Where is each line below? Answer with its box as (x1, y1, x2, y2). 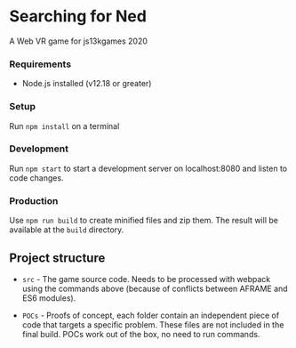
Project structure (9, 250, 106, 265)
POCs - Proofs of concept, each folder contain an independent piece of (21, 310, 280, 320)
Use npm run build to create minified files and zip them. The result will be (9, 215, 278, 226)
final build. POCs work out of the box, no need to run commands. (21, 328, 260, 339)
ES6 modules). (21, 292, 76, 303)
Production (9, 194, 59, 206)
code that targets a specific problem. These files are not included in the (21, 319, 284, 330)
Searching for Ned (9, 6, 147, 27)
